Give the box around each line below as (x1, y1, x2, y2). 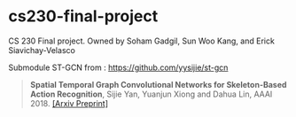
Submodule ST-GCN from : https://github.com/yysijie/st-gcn (8, 62, 229, 73)
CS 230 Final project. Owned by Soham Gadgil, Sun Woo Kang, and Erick (8, 35, 276, 46)
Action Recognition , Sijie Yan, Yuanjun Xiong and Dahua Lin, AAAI (29, 89, 273, 99)
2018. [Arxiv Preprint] (29, 97, 108, 108)
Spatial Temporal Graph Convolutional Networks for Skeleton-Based (29, 79, 287, 90)
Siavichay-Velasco (8, 44, 76, 55)
